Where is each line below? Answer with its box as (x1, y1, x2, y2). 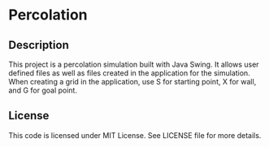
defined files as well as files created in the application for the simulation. (8, 68, 250, 78)
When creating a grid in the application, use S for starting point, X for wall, (8, 77, 257, 86)
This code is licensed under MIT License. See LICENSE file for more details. (8, 130, 262, 140)
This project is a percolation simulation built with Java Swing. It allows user (8, 59, 259, 69)
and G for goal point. (8, 85, 77, 95)
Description (8, 38, 69, 52)
